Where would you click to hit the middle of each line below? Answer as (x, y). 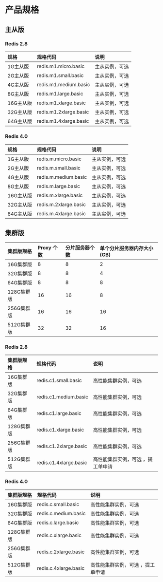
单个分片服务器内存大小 (127, 248)
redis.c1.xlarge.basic (60, 430)
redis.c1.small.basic (59, 380)
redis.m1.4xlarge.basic (63, 121)
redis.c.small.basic (58, 504)
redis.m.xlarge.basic (60, 195)
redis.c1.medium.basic (62, 397)
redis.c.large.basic (58, 523)
